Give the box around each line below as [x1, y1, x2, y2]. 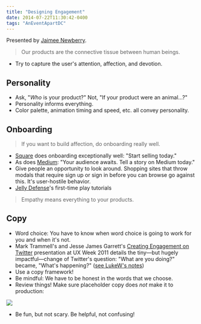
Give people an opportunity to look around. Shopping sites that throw [15, 165, 188, 172]
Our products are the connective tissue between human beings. [21, 48, 180, 56]
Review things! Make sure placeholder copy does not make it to [15, 281, 174, 288]
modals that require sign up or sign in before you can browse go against [15, 171, 195, 179]
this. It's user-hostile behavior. [15, 178, 91, 185]
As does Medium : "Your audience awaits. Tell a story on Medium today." [15, 159, 196, 165]
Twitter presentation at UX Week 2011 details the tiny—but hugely [15, 249, 179, 256]
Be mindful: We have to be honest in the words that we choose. [15, 274, 173, 282]
